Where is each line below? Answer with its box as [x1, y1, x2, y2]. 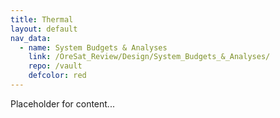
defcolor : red [28, 71, 87, 81]
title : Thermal [10, 14, 74, 25]
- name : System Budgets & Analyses [19, 42, 168, 53]
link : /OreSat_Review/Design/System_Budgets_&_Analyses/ [28, 52, 271, 62]
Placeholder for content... [10, 97, 115, 110]
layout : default [10, 24, 78, 34]
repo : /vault [28, 61, 83, 71]
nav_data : [10, 33, 52, 43]
